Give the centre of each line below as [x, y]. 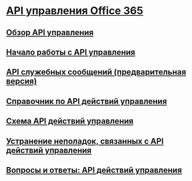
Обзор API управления [50, 33]
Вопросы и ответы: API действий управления [94, 170]
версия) [21, 81]
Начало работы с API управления [71, 52]
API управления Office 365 [75, 11]
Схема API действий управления [70, 121]
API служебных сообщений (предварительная [96, 72]
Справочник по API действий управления [87, 101]
